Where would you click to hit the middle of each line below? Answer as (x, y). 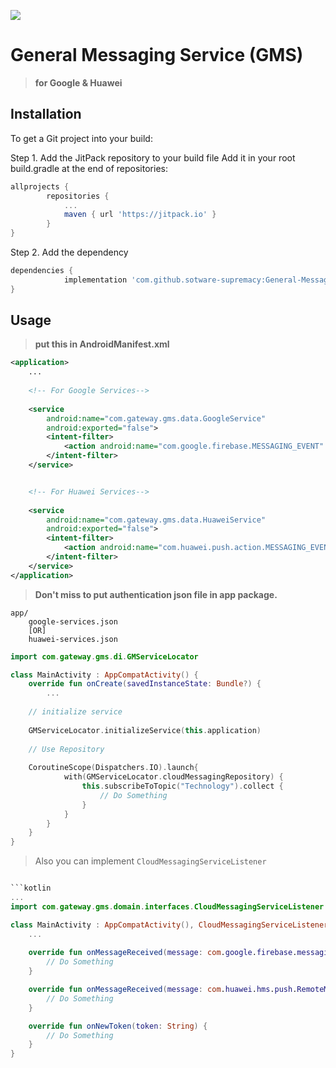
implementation (95, 280)
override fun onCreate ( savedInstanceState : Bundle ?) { (145, 684)
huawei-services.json (73, 639)
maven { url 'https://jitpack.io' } (140, 215)
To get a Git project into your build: (81, 138)
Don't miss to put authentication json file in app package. (156, 594)
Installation (46, 114)
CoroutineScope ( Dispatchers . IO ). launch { (113, 768)
